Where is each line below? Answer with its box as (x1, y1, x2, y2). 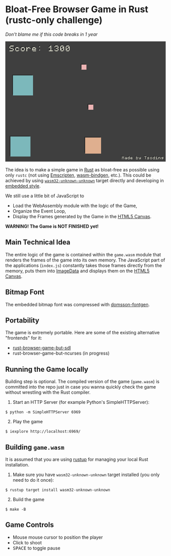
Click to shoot (12, 539, 42, 545)
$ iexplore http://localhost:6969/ (5, 429, 81, 434)
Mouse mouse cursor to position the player (12, 534, 103, 540)
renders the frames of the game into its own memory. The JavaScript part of (5, 257, 165, 263)
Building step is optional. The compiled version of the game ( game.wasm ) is (5, 378, 160, 385)
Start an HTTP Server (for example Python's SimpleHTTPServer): (12, 399, 150, 405)
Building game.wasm (5, 443, 65, 451)
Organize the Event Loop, (12, 208, 66, 214)
